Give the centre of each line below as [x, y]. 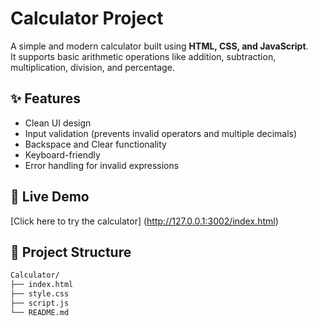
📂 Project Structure [71, 252]
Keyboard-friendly [62, 154]
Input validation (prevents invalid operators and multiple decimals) [161, 133]
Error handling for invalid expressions [102, 165]
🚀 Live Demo [50, 197]
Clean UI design [58, 123]
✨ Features [45, 98]
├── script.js [40, 303]
